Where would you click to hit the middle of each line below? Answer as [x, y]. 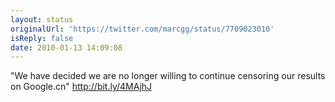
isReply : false [42, 38]
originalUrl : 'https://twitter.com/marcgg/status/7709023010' [142, 29]
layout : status [42, 19]
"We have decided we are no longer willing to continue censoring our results [168, 76]
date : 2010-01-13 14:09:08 [66, 47]
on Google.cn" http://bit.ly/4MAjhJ [81, 87]
